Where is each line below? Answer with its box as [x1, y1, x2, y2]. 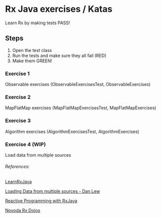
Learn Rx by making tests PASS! [5, 20, 70, 26]
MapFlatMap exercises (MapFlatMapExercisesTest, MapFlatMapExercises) [5, 105, 157, 111]
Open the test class [12, 47, 52, 53]
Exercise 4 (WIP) [5, 141, 46, 148]
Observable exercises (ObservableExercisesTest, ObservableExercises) [5, 82, 151, 87]
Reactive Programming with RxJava [5, 198, 78, 204]
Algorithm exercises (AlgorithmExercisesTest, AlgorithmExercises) [5, 129, 140, 134]
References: [5, 163, 30, 169]
